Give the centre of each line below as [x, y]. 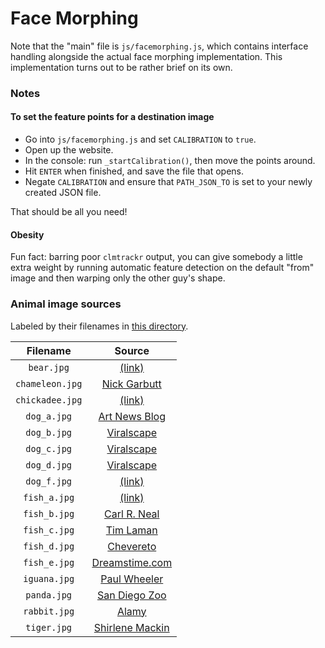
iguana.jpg [49, 578]
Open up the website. [69, 150]
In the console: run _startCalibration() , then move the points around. [170, 161]
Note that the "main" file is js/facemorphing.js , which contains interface [159, 46]
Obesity [27, 234]
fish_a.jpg [49, 497]
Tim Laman [131, 530]
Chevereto [132, 546]
